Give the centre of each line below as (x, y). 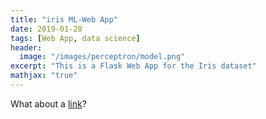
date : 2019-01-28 (46, 29)
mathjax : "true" (44, 76)
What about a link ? (48, 103)
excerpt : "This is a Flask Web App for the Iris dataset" (133, 66)
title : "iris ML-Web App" (64, 19)
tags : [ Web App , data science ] (75, 38)
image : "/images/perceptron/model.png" (102, 57)
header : (26, 47)
